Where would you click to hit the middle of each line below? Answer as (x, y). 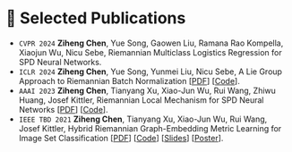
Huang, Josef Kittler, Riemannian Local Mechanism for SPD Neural (141, 100)
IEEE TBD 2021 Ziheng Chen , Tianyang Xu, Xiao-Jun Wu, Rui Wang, (143, 119)
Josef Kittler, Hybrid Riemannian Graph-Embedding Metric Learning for (150, 128)
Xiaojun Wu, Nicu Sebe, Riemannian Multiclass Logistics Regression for (150, 52)
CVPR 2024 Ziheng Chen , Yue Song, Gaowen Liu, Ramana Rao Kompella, (151, 43)
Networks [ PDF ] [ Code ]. (63, 109)
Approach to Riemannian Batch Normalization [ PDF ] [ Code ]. (129, 80)
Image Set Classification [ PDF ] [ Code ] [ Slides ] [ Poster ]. (121, 138)
